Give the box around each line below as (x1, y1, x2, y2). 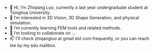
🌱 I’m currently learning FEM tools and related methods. (9, 25, 121, 31)
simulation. (9, 20, 32, 26)
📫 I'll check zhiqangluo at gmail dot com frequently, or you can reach (9, 36, 150, 41)
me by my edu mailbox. (9, 42, 57, 48)
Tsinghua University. (9, 10, 51, 15)
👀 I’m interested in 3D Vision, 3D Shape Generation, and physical (9, 15, 139, 20)
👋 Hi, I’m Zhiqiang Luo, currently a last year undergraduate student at (9, 5, 148, 10)
